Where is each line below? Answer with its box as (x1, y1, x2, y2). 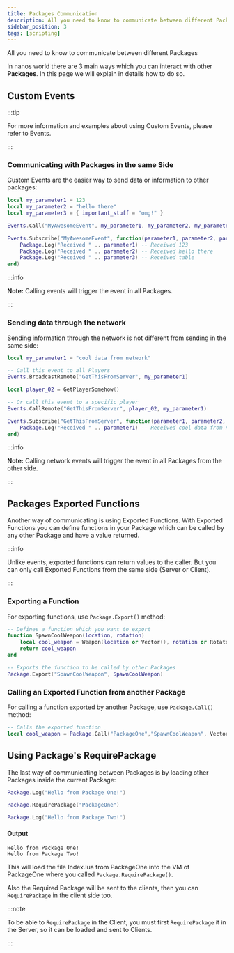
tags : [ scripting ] (7, 29, 61, 37)
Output (7, 829, 29, 837)
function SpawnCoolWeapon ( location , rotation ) (7, 632, 145, 640)
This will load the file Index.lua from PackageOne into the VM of (7, 863, 190, 871)
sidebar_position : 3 (7, 23, 68, 30)
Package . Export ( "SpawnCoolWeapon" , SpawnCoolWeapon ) (7, 670, 164, 678)
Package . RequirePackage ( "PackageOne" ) (7, 802, 120, 809)
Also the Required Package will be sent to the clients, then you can (7, 884, 198, 892)
